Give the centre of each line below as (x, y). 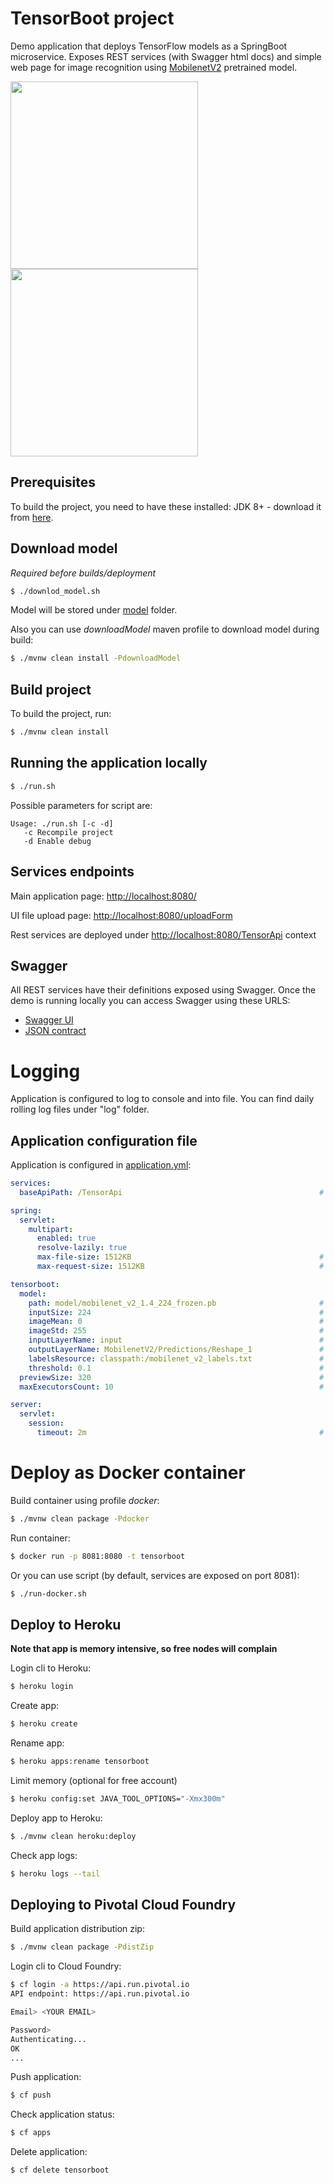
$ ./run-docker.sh (48, 1593)
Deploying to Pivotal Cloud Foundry (123, 1904)
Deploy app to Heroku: (56, 1818)
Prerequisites (53, 482)
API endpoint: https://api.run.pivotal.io (100, 1994)
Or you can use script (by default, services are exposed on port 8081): (155, 1575)
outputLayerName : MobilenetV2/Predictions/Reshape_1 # (176, 1350)
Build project (51, 689)
